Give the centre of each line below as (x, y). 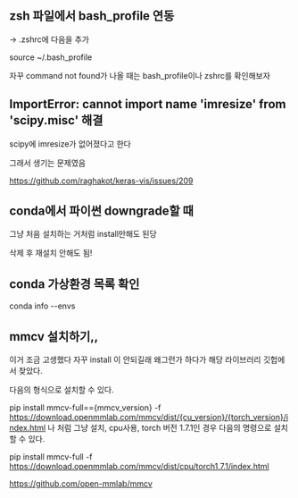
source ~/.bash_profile (51, 57)
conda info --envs (42, 306)
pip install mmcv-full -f (51, 457)
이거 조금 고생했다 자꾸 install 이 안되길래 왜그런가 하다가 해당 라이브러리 (135, 359)
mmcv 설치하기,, (54, 337)
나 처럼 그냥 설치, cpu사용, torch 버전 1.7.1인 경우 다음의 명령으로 (160, 428)
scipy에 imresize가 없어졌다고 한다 (70, 143)
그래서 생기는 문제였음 (48, 163)
